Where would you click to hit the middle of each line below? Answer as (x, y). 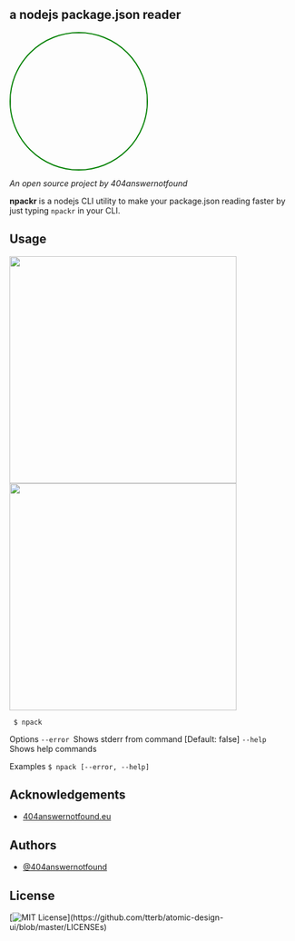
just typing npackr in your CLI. (65, 210)
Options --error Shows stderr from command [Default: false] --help (138, 738)
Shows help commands (53, 748)
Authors (33, 845)
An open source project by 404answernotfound (98, 183)
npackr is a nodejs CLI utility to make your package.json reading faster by (147, 201)
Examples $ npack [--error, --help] (79, 766)
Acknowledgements (68, 795)
